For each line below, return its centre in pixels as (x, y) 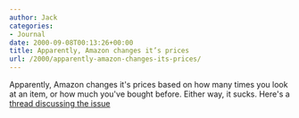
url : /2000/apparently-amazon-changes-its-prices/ (105, 59)
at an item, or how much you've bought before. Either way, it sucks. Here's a (149, 94)
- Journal (28, 34)
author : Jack (33, 17)
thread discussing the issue (60, 103)
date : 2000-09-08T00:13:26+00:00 (71, 42)
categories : (31, 26)
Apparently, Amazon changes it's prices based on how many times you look (149, 84)
